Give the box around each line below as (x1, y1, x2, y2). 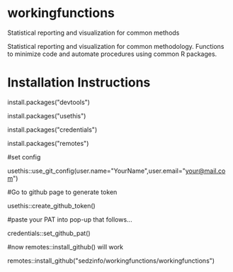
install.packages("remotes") (7, 139, 89, 147)
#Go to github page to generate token (7, 188, 118, 196)
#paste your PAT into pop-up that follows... (7, 215, 132, 224)
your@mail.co (185, 166, 226, 175)
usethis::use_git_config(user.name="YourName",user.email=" (7, 166, 186, 175)
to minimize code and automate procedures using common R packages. (7, 50, 217, 58)
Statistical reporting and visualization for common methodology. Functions (7, 42, 225, 50)
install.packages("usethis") (7, 111, 86, 120)
